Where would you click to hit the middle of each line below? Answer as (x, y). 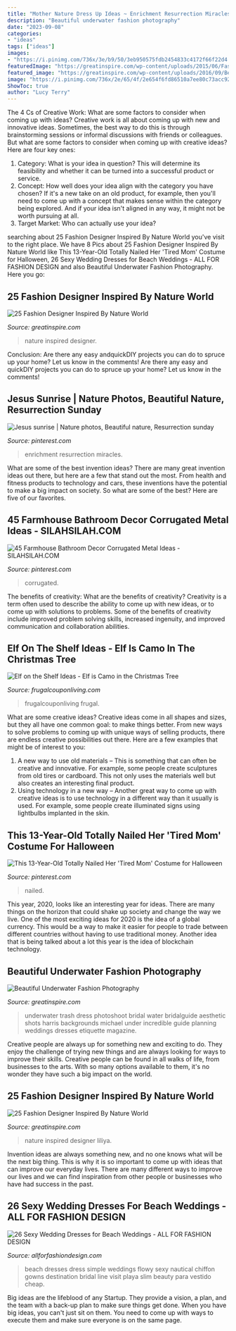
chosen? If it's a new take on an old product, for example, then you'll (117, 194)
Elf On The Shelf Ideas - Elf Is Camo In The (101, 648)
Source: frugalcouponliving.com (54, 690)
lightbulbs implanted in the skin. (64, 813)
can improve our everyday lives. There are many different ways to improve (115, 1169)
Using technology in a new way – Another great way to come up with (117, 791)
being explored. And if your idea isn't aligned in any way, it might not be (121, 208)
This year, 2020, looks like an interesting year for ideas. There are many (111, 904)
